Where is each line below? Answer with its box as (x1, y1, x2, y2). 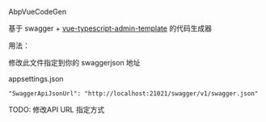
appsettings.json (8, 74, 64, 83)
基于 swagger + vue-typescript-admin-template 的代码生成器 (8, 23, 213, 33)
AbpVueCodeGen (8, 7, 67, 16)
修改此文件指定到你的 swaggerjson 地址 (8, 58, 141, 67)
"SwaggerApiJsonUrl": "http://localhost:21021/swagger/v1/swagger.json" (8, 90, 259, 98)
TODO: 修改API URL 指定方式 (8, 105, 105, 114)
